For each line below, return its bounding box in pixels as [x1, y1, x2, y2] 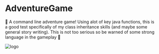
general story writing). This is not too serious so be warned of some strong [5, 29, 155, 35]
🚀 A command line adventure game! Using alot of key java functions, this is [5, 19, 155, 25]
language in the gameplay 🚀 [5, 34, 61, 40]
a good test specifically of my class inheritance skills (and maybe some [5, 24, 148, 29]
